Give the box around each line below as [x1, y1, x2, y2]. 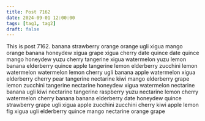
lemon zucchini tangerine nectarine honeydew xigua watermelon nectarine [6, 82, 195, 89]
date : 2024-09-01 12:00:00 [6, 15, 75, 21]
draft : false [6, 26, 40, 32]
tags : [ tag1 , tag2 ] [6, 20, 56, 26]
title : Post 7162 [6, 9, 51, 15]
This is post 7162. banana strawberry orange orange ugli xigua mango [6, 43, 183, 50]
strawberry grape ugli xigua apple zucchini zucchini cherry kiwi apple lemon [6, 101, 199, 109]
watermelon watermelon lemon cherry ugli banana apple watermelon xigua [6, 68, 196, 76]
